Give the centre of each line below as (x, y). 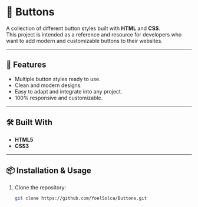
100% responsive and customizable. (59, 98)
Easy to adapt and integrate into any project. (68, 91)
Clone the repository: (40, 188)
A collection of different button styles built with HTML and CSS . (83, 28)
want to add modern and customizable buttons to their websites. (85, 41)
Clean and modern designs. (48, 85)
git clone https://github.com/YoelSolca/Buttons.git (81, 198)
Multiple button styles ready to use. (58, 79)
